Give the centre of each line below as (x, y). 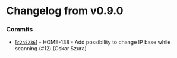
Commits (20, 30)
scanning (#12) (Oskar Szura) (51, 49)
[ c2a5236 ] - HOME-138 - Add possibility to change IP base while (93, 42)
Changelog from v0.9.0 (65, 11)
